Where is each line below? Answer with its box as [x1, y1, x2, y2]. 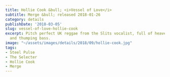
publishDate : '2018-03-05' [5, 21, 62, 27]
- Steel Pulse [5, 50, 35, 55]
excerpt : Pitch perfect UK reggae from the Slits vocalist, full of [5, 31, 153, 36]
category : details [5, 17, 44, 22]
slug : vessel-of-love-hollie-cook [5, 26, 78, 31]
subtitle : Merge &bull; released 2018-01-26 [5, 12, 101, 17]
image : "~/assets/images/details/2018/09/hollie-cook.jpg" [5, 41, 133, 46]
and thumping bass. [10, 36, 51, 41]
